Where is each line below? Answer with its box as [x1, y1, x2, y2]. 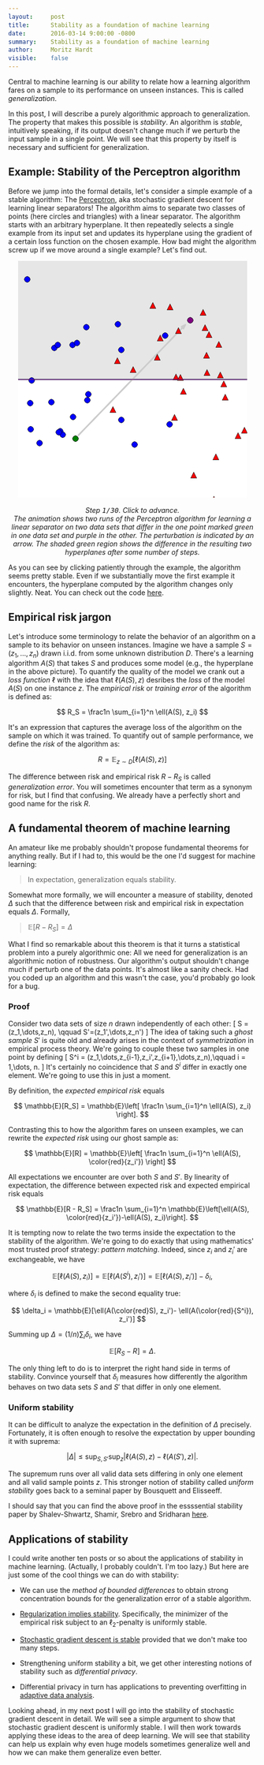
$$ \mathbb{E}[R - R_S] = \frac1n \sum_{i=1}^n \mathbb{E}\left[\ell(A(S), [15, 1204, 250, 1213]
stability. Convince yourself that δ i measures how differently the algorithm [8, 1372, 248, 1384]
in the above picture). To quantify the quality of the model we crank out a [8, 667, 245, 676]
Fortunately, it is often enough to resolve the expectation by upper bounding [8, 1428, 255, 1438]
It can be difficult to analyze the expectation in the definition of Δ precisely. [8, 1420, 252, 1430]
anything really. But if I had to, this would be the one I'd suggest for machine [8, 851, 256, 860]
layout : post [8, 13, 65, 21]
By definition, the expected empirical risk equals [8, 1086, 165, 1095]
